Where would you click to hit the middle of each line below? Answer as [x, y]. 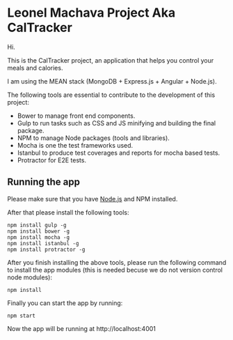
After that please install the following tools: [69, 212]
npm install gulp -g [37, 225]
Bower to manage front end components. [76, 116]
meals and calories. [35, 68]
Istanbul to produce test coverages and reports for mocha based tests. [119, 153]
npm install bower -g [39, 231]
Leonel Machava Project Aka [91, 13]
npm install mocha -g [39, 237]
